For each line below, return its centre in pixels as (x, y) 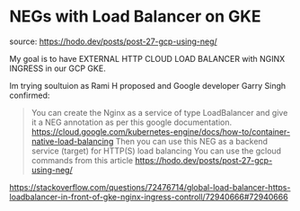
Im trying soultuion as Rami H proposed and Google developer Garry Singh (148, 85)
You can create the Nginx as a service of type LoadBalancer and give (159, 112)
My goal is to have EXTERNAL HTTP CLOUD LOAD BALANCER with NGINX (147, 58)
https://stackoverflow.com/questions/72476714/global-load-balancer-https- (150, 187)
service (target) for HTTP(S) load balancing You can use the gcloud (156, 151)
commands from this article (82, 160)
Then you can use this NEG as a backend (191, 141)
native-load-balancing (72, 141)
